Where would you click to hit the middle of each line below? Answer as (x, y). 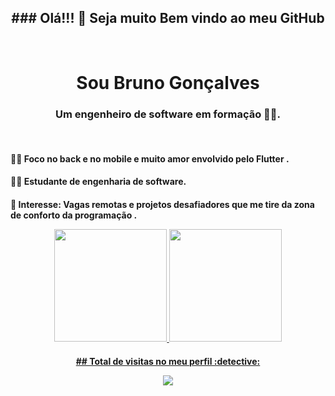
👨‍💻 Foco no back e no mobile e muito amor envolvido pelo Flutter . (150, 158)
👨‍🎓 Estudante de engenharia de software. (98, 182)
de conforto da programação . (74, 215)
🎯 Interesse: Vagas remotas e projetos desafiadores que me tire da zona (162, 205)
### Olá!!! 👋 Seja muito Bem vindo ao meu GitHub (168, 18)
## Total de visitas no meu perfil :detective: (168, 361)
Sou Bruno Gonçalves (168, 83)
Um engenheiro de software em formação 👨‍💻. (168, 114)
